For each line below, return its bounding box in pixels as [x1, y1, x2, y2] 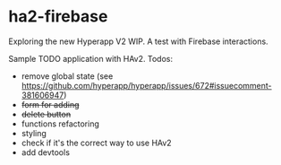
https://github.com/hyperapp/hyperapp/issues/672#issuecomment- [21, 80, 272, 91]
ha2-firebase [8, 6, 108, 27]
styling [21, 127, 47, 138]
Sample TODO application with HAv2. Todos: [8, 53, 174, 64]
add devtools [21, 146, 71, 158]
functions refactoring [21, 118, 100, 129]
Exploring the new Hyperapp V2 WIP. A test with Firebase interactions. [8, 36, 269, 47]
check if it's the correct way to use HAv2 [21, 137, 172, 148]
